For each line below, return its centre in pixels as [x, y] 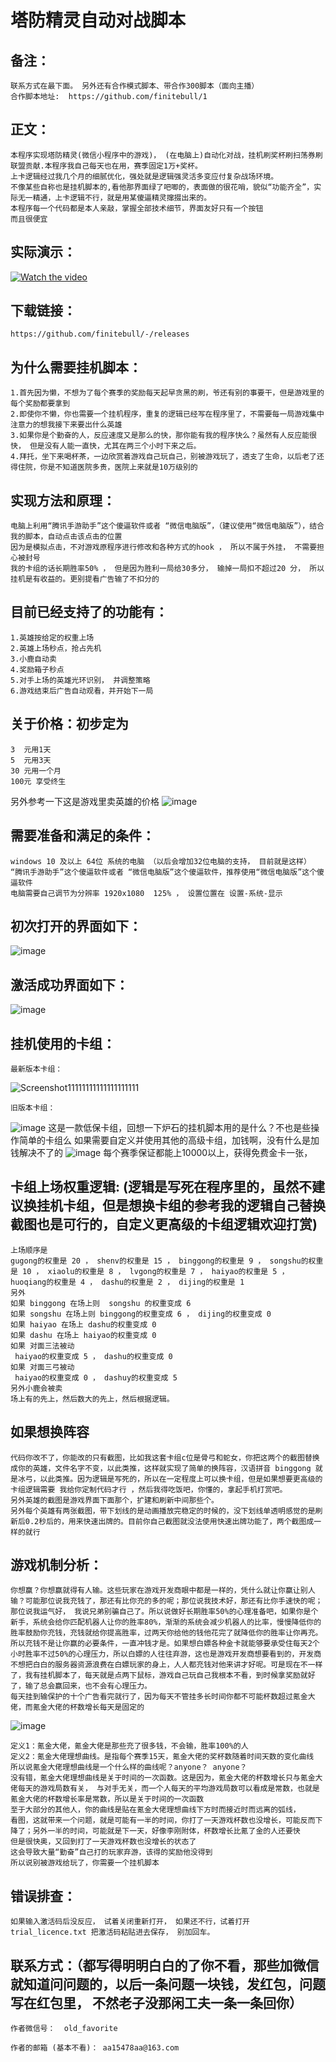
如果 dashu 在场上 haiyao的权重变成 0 [83, 1335]
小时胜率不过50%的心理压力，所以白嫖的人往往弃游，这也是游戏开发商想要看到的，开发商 [166, 1654]
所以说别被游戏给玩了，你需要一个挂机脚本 [85, 1863]
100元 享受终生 [38, 781]
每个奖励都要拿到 [40, 404]
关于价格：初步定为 [69, 724]
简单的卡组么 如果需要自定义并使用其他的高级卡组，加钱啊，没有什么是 [164, 1140]
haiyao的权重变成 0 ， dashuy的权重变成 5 [96, 1377]
